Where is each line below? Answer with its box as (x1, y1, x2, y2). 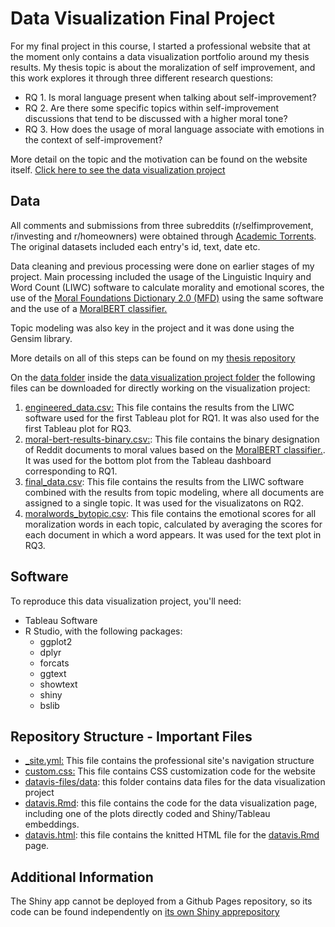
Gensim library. (10, 332, 73, 344)
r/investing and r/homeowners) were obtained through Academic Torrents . (10, 230, 317, 242)
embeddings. (24, 818, 80, 831)
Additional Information (10, 868, 154, 886)
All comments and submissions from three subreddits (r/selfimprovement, (10, 219, 314, 231)
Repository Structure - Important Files (10, 728, 253, 745)
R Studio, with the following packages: (24, 625, 183, 637)
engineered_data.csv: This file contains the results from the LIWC (24, 401, 295, 413)
